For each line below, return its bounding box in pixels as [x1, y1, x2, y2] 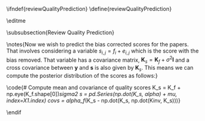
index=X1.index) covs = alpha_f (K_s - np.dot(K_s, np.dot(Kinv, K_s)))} [6, 97, 181, 105]
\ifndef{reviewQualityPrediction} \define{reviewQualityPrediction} [6, 5, 172, 12]
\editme [6, 17, 26, 24]
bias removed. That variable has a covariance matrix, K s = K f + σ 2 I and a [6, 55, 190, 65]
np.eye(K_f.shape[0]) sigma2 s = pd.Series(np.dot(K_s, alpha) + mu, [6, 90, 177, 98]
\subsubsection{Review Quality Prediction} [6, 29, 114, 36]
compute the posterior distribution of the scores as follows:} [6, 72, 158, 79]
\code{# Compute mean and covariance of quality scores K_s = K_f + [6, 84, 181, 91]
